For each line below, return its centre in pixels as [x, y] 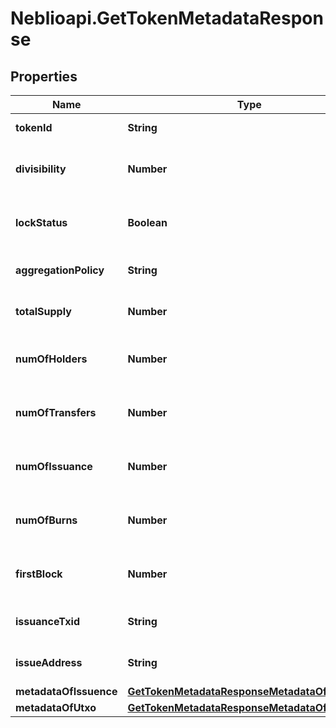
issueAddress [49, 662]
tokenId [34, 127]
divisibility [41, 169]
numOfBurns [46, 520]
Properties [44, 76]
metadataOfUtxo [56, 707]
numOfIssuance [54, 466]
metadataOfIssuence [66, 691]
